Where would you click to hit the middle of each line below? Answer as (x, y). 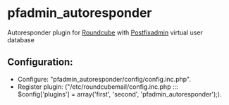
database (21, 39)
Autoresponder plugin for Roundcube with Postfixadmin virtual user (105, 32)
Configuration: (40, 62)
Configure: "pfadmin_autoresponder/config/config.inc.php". (104, 79)
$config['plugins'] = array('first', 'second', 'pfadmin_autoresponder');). (119, 94)
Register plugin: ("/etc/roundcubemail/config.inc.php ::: (98, 87)
